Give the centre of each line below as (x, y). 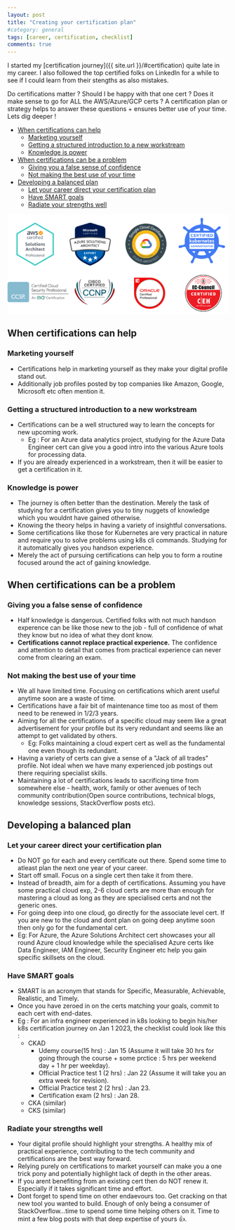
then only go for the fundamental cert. (73, 927)
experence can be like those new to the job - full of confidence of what (120, 627)
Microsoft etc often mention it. (61, 391)
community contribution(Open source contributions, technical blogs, (116, 796)
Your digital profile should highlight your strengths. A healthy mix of (115, 1144)
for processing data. (57, 454)
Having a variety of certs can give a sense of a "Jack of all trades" (113, 758)
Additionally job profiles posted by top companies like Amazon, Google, (121, 384)
